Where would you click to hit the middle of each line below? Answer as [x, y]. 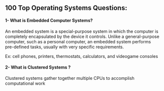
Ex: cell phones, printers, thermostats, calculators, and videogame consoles [82, 56]
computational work [25, 83]
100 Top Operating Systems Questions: [66, 8]
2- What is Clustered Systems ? [38, 67]
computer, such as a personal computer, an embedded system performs [78, 41]
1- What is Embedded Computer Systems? [49, 20]
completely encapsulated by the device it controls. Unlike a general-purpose [82, 36]
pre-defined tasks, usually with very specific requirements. [64, 47]
